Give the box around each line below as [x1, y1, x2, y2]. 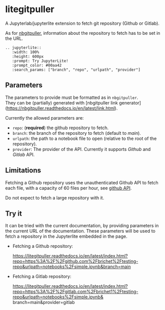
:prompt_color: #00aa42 [12, 63, 62, 68]
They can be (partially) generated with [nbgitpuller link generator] [5, 99, 141, 106]
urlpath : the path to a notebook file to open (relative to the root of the [12, 135, 157, 141]
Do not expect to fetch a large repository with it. [5, 194, 105, 200]
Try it [5, 209, 22, 218]
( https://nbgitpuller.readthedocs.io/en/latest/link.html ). [5, 105, 118, 111]
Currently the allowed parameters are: [5, 115, 84, 121]
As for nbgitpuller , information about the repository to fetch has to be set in [5, 30, 160, 36]
